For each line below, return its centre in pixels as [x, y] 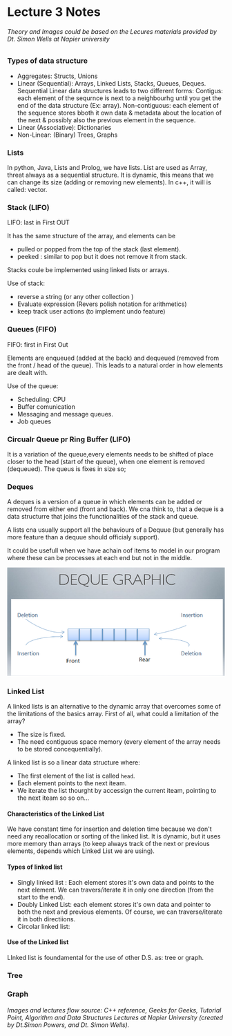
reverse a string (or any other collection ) [75, 297]
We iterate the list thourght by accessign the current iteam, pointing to [117, 791]
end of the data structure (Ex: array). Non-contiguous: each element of [118, 105]
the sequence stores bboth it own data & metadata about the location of [119, 113]
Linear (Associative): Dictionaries [64, 127]
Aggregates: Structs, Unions [57, 76]
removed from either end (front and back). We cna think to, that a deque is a [116, 509]
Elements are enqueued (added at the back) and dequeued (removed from [113, 358]
